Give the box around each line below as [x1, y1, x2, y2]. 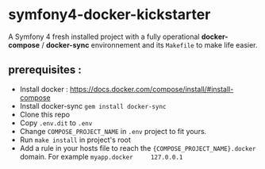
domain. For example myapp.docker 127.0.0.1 [19, 152, 183, 161]
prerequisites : [8, 63, 82, 77]
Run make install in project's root [19, 135, 131, 144]
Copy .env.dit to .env [19, 117, 93, 128]
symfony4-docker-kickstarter [8, 6, 211, 24]
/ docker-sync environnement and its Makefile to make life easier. [41, 40, 258, 49]
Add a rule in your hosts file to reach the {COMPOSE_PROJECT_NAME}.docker [19, 143, 256, 152]
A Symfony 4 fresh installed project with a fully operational [8, 32, 200, 41]
